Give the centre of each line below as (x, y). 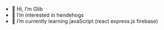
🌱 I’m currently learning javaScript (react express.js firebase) (85, 21)
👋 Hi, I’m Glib (27, 9)
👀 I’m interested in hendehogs (47, 15)
